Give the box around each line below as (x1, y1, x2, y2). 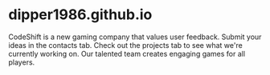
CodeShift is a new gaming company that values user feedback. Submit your (8, 32, 262, 41)
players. (8, 57, 35, 67)
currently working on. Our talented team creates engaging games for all (8, 49, 246, 58)
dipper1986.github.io (8, 6, 153, 24)
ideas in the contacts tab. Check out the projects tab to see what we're (8, 40, 243, 49)
